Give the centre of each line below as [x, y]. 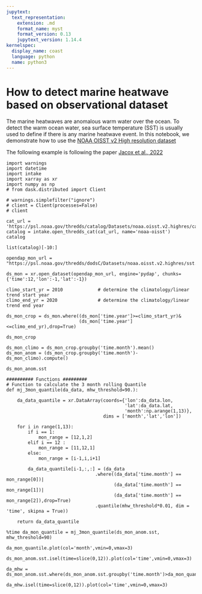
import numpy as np [31, 184]
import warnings [26, 163]
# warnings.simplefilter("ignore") [51, 200]
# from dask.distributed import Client [56, 190]
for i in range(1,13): [45, 427]
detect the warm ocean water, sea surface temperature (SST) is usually [95, 128]
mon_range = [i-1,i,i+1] [69, 458]
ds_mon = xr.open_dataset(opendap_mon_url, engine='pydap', [83, 274]
